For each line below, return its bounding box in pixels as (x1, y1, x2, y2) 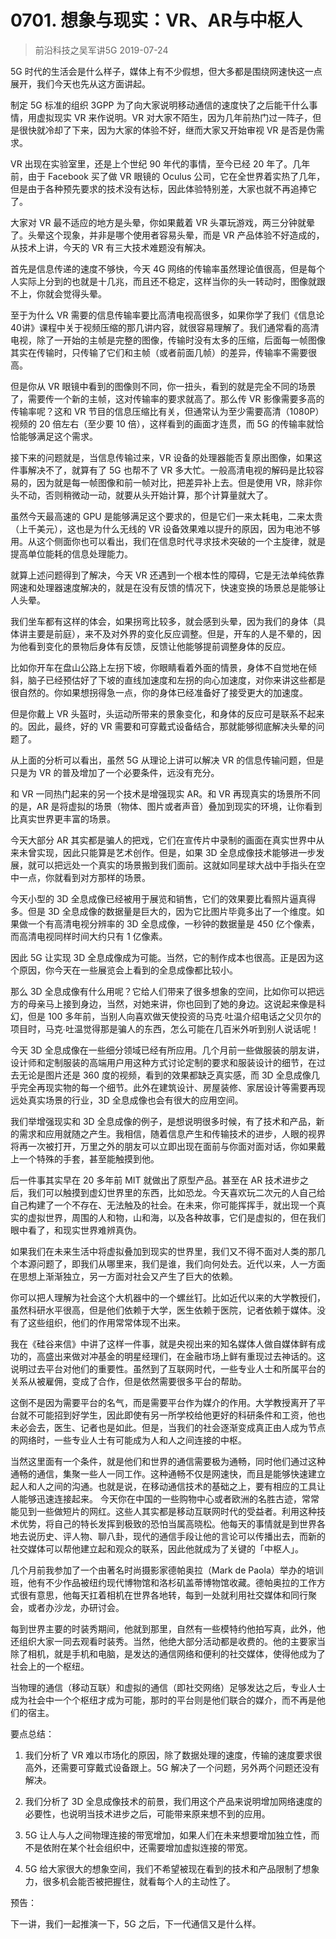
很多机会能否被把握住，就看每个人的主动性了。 (42, 1875, 236, 1887)
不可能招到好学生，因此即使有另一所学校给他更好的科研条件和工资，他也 (27, 1409, 326, 1421)
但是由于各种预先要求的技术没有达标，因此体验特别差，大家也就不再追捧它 (10, 182, 317, 195)
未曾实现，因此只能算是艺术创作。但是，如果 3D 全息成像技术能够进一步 (18, 846, 317, 858)
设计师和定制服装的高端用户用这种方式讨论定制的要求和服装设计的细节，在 (10, 1056, 317, 1068)
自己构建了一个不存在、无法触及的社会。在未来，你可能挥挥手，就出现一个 (10, 1199, 317, 1211)
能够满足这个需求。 (18, 430, 98, 442)
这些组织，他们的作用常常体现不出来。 (27, 1316, 186, 1328)
